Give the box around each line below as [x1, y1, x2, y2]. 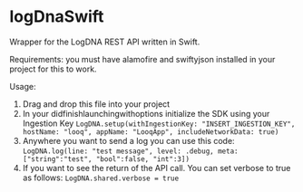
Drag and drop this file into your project [22, 98, 171, 110]
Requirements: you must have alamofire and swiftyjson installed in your [9, 53, 276, 64]
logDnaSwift [9, 6, 104, 27]
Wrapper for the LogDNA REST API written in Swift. [9, 36, 200, 47]
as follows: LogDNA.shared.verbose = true [22, 172, 180, 183]
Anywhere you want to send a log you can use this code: [22, 135, 235, 146]
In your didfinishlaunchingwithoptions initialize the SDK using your [22, 108, 270, 119]
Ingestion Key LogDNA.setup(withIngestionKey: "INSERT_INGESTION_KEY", [22, 118, 296, 129]
